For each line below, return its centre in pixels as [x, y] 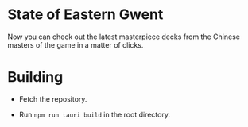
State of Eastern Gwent [85, 15]
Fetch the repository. [53, 99]
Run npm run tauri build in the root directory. [94, 114]
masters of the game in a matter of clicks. [76, 44]
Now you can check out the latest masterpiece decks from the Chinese [124, 37]
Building [35, 77]
